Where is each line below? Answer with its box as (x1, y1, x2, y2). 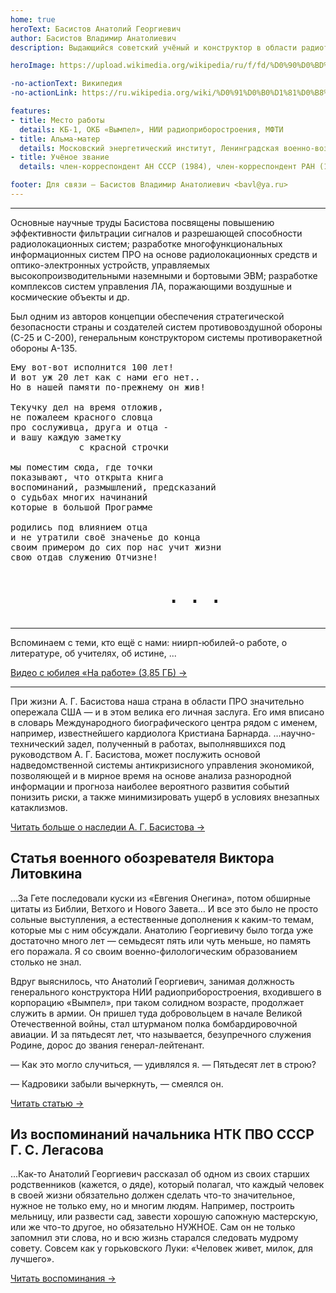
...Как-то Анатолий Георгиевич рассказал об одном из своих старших (10, 1168, 310, 1180)
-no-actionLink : (10, 88, 78, 98)
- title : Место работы (10, 115, 105, 125)
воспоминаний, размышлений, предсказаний (10, 481, 217, 493)
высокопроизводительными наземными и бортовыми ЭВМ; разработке (10, 269, 318, 281)
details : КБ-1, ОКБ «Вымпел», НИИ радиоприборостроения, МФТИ (19, 124, 284, 135)
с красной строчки (78, 441, 169, 453)
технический (10, 737, 65, 750)
